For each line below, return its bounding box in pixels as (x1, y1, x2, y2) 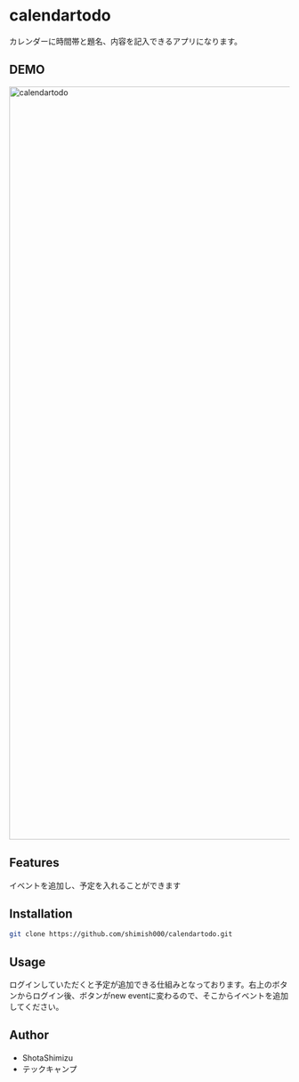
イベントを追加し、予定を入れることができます (9, 880, 181, 891)
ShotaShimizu (21, 1052, 74, 1063)
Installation (9, 906, 73, 921)
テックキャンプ (21, 1063, 77, 1074)
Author (9, 1028, 49, 1043)
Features (9, 855, 60, 870)
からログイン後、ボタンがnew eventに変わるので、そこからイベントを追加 (16, 990, 289, 1001)
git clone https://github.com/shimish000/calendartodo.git (9, 930, 233, 939)
